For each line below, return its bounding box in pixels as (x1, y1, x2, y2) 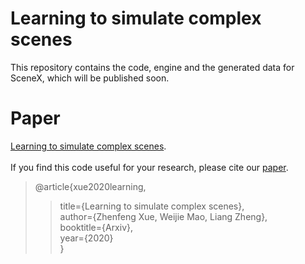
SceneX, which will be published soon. (10, 72, 170, 84)
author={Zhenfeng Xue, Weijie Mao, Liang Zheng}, (59, 210, 268, 222)
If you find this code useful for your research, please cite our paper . (10, 161, 289, 173)
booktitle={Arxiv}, (59, 221, 134, 233)
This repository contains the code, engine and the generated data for (10, 61, 295, 73)
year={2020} (59, 232, 114, 244)
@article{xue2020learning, (34, 180, 147, 192)
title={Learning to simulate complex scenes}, (59, 200, 245, 212)
